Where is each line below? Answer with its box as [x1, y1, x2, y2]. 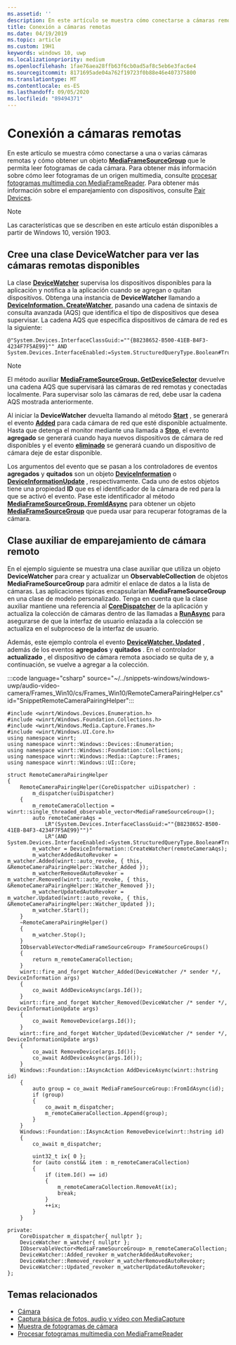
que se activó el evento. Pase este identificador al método [7, 491, 176, 500]
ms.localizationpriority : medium [7, 56, 105, 63]
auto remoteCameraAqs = [32, 814, 102, 821]
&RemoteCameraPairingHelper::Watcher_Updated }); [7, 901, 156, 908]
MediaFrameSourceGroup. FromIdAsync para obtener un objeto [7, 499, 196, 508]
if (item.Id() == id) [44, 1171, 109, 1178]
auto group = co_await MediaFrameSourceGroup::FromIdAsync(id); [32, 1085, 225, 1092]
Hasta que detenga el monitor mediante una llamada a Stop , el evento [7, 426, 209, 435]
